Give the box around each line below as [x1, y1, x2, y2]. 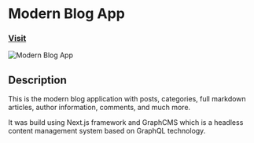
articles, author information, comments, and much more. [8, 103, 191, 112]
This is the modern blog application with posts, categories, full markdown [8, 94, 246, 104]
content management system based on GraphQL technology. [8, 126, 206, 136]
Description [8, 73, 67, 86]
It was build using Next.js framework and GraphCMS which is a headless [8, 118, 244, 127]
